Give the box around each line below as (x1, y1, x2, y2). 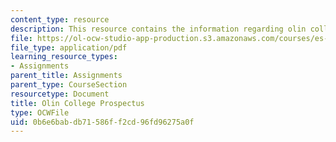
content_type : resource (10, 14, 110, 25)
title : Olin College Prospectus (10, 98, 145, 108)
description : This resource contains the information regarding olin (10, 24, 307, 34)
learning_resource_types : (10, 52, 118, 62)
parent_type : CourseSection (10, 80, 128, 90)
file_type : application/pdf (10, 42, 128, 53)
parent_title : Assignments (10, 71, 123, 81)
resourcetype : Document (10, 89, 110, 99)
